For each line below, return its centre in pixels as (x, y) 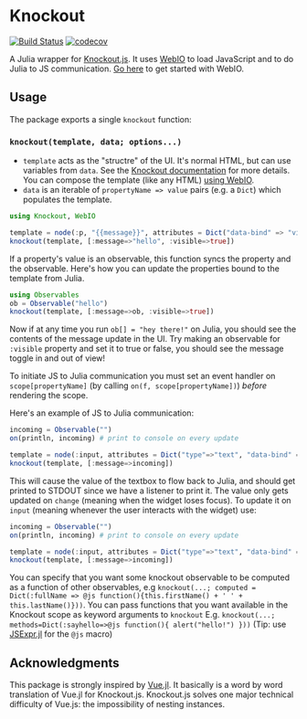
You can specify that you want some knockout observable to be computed (150, 577)
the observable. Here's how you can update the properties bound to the (145, 268)
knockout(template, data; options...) (96, 142)
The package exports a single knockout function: (101, 119)
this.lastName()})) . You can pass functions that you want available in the (149, 605)
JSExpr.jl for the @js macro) (61, 634)
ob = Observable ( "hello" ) (58, 303)
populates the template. (67, 200)
